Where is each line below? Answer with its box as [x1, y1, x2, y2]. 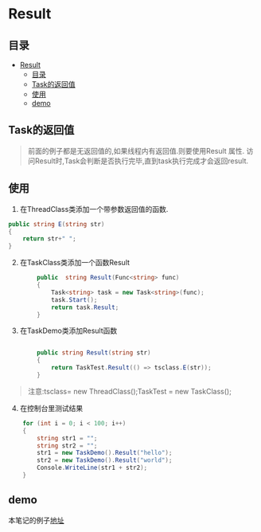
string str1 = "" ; [37, 434, 98, 442]
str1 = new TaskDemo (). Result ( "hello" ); [37, 449, 173, 457]
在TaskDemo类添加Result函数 [19, 326, 118, 335]
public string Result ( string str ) [37, 349, 151, 357]
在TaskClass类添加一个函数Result [19, 258, 130, 268]
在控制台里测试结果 [19, 403, 84, 413]
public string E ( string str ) [8, 220, 105, 228]
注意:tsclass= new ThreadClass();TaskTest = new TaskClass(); [27, 386, 232, 396]
